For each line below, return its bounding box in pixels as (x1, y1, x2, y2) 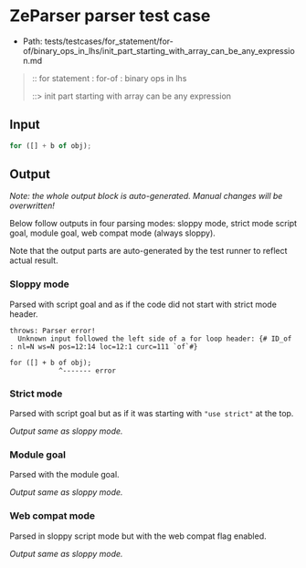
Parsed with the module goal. (9, 469, 121, 480)
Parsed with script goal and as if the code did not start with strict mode (9, 299, 277, 310)
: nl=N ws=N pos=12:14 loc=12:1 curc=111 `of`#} (9, 342, 198, 352)
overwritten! (9, 200, 55, 211)
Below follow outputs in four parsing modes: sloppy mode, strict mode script (9, 218, 298, 229)
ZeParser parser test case (9, 5, 211, 26)
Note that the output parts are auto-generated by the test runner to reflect (9, 246, 288, 257)
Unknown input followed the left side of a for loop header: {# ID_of (17, 334, 292, 343)
